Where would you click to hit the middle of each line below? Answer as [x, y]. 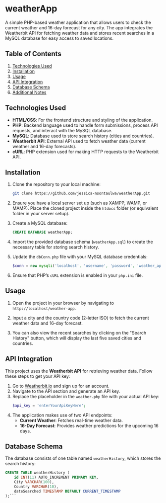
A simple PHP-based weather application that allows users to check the [78, 22]
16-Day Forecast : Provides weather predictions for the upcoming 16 [89, 425]
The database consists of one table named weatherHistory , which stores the [83, 458]
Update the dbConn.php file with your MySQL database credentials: [80, 257]
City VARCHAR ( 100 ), [34, 482]
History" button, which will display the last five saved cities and [77, 338]
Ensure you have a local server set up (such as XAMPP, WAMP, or [80, 203]
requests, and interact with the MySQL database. [62, 130]
